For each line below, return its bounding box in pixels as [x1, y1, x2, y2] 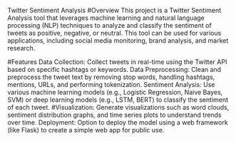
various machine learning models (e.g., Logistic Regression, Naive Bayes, [7, 88, 223, 96]
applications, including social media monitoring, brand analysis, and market [7, 36, 229, 45]
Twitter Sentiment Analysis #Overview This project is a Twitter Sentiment [7, 6, 222, 14]
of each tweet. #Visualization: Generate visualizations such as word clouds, [7, 103, 230, 111]
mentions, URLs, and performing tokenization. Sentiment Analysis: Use [7, 80, 215, 88]
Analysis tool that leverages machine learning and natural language [7, 14, 205, 22]
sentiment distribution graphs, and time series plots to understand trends [7, 110, 222, 119]
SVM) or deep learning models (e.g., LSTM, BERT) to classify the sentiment [7, 95, 229, 104]
